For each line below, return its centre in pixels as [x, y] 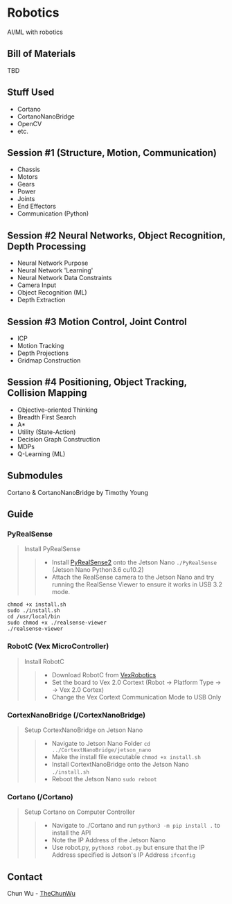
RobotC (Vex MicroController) [58, 646]
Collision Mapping [47, 393]
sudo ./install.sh [34, 611]
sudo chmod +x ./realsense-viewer [57, 623]
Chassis [28, 169]
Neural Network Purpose [53, 263]
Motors [27, 177]
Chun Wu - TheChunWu [42, 894]
